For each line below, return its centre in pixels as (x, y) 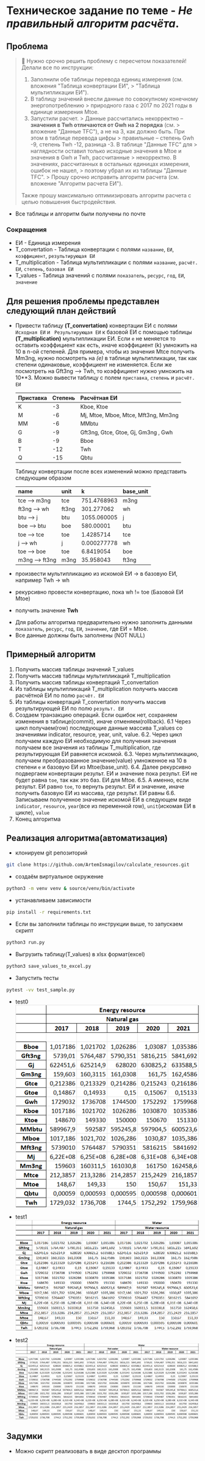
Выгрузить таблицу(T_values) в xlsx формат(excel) (80, 954)
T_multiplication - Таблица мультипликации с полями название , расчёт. (106, 262)
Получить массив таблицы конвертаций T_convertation (87, 682)
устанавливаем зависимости (53, 900)
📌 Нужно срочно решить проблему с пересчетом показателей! (104, 61)
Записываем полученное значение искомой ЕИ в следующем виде (103, 799)
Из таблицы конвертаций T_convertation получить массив (91, 701)
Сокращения (27, 229)
